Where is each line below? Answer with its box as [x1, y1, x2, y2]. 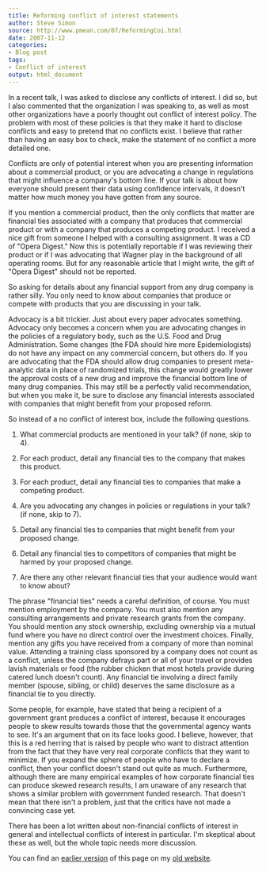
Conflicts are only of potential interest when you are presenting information [8, 158, 253, 168]
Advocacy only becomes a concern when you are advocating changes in [8, 322, 246, 332]
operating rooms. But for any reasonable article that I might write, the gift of [8, 258, 255, 268]
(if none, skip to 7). [19, 509, 82, 518]
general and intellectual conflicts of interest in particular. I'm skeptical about [8, 829, 256, 838]
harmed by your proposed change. [19, 557, 134, 566]
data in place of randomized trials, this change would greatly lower [35, 364, 253, 374]
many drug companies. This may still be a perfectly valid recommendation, [8, 382, 252, 391]
